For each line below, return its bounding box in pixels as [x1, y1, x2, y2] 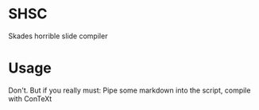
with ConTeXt [8, 93, 52, 104]
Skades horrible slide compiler [8, 31, 108, 41]
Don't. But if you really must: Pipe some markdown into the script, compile [8, 85, 251, 95]
